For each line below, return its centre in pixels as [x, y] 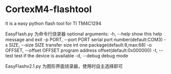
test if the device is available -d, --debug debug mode [71, 55]
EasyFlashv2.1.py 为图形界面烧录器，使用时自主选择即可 [64, 66]
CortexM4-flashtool [48, 9]
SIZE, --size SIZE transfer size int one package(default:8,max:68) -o [80, 45]
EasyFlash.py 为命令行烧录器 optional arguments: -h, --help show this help [84, 33]
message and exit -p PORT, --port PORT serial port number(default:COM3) [84, 40]
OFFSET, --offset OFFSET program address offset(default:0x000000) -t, [82, 50]
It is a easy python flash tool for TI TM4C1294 [53, 23]
